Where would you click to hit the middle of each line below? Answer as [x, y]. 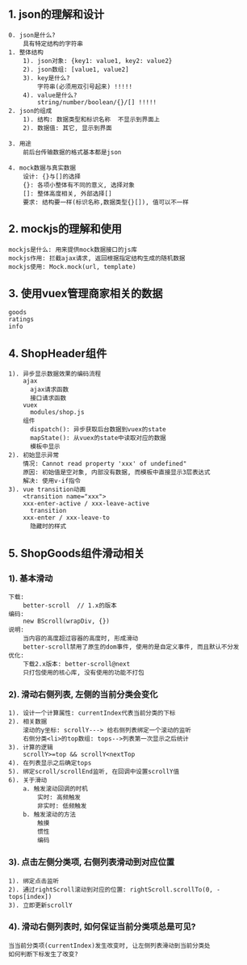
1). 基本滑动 [31, 578]
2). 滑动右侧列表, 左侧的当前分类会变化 [83, 694]
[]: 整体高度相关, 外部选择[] [67, 193]
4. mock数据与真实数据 [42, 168]
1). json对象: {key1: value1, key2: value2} [98, 61]
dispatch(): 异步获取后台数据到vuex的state [98, 430]
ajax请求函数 [49, 390]
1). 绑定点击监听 [33, 881]
